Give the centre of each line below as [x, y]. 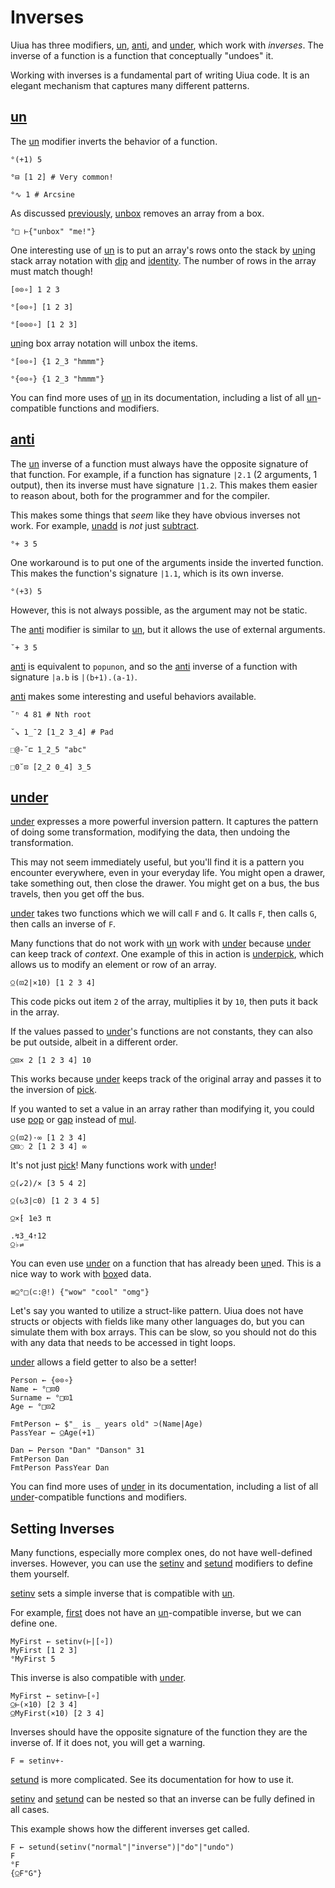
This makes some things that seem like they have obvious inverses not [155, 515]
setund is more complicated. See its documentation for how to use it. [152, 1780]
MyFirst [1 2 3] [44, 1651]
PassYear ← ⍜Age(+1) [53, 1433]
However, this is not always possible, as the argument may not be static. [159, 610]
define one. [34, 1623]
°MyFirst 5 [33, 1659]
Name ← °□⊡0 [35, 1389]
